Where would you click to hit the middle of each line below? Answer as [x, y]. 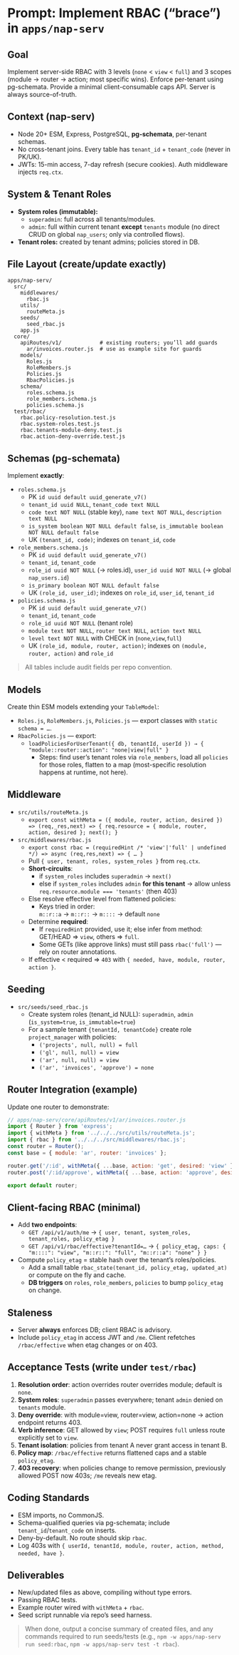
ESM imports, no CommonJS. [61, 1515]
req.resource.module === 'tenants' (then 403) [108, 891]
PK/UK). [30, 157]
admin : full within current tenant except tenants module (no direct [124, 227]
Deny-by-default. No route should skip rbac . [82, 1537]
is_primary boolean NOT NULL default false [94, 586]
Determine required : [58, 921]
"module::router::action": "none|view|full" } [99, 750]
